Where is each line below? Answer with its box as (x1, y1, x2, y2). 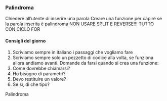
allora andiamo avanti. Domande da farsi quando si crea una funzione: (12, 60, 159, 66)
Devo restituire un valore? (12, 76, 66, 82)
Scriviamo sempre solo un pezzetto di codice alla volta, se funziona (12, 55, 153, 61)
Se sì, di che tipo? (12, 81, 50, 87)
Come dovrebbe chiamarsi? (12, 65, 70, 71)
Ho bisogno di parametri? (12, 70, 66, 77)
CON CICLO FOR (5, 26, 40, 32)
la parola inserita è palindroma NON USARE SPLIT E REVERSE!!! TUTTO (5, 21, 154, 27)
